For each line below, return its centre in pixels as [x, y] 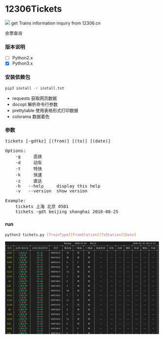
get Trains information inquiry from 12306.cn [56, 23]
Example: [15, 200]
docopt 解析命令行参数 [35, 104]
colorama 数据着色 [31, 116]
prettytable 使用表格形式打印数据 [45, 110]
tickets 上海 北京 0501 [42, 206]
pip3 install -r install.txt [35, 88]
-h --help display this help [58, 186]
